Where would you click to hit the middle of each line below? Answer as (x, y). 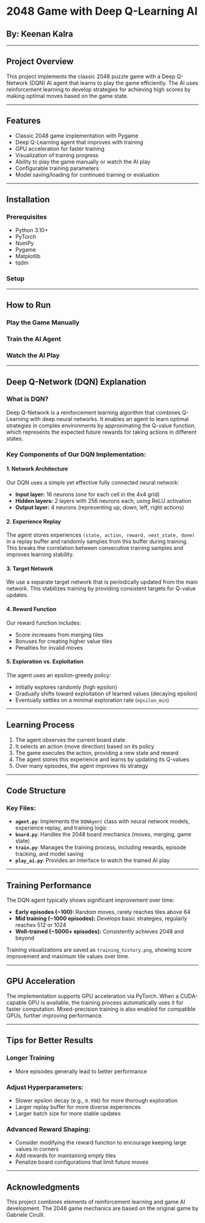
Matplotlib (28, 256)
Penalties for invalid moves (49, 647)
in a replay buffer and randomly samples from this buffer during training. (97, 541)
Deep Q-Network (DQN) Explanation (76, 381)
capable (16, 1002)
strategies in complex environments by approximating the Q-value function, (101, 425)
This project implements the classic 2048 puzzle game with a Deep (91, 76)
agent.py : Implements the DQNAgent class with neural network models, (103, 822)
